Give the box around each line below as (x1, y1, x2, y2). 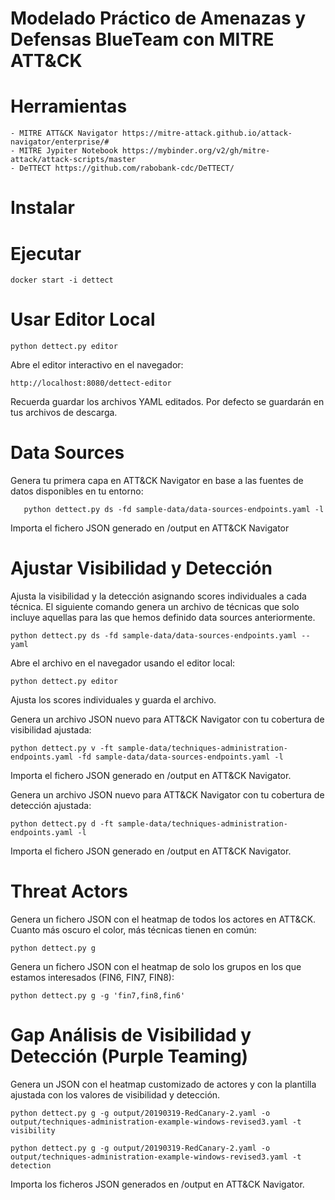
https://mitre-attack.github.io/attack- (121, 128, 293, 139)
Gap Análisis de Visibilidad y (10, 1024, 252, 1047)
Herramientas (10, 95, 128, 118)
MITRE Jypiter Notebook (19, 146, 118, 156)
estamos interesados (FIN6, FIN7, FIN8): (10, 972, 175, 983)
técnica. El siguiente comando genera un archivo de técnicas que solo (10, 601, 300, 613)
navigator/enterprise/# (10, 137, 110, 147)
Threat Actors (10, 880, 128, 903)
